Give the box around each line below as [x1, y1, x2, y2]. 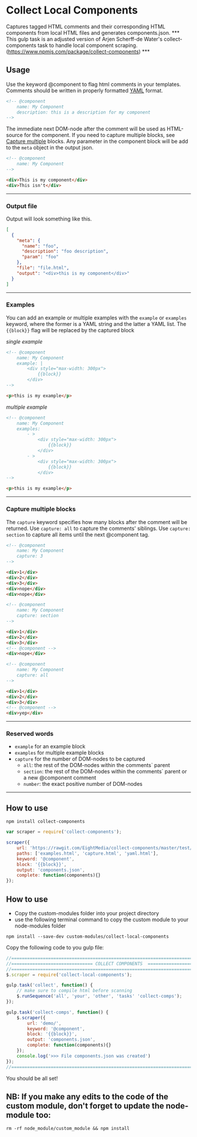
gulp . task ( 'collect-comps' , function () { [6, 1009, 109, 1015]
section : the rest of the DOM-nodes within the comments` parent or [23, 768, 187, 775]
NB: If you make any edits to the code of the [6, 1092, 169, 1102]
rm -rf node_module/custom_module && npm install [6, 1126, 130, 1132]
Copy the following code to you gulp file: [6, 943, 104, 951]
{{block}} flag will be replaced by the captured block [6, 326, 135, 334]
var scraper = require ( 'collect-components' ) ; [6, 829, 122, 835]
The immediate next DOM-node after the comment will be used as [6, 125, 166, 132]
